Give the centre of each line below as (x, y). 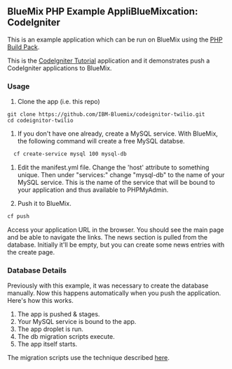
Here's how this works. (40, 301)
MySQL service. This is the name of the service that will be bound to (116, 182)
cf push (19, 216)
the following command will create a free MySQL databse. (101, 141)
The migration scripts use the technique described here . (88, 358)
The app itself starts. (47, 344)
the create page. (31, 252)
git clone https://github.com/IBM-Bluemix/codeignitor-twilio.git (106, 115)
